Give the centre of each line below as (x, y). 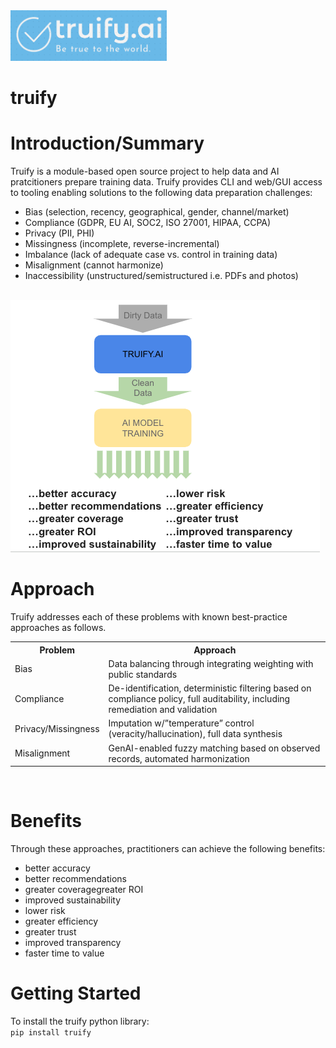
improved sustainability (73, 900)
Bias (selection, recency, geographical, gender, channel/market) (157, 212)
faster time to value (64, 953)
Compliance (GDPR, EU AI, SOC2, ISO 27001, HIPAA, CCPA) (148, 223)
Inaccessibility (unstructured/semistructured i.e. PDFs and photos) (161, 276)
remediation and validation (163, 710)
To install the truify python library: (80, 1021)
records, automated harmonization (179, 758)
